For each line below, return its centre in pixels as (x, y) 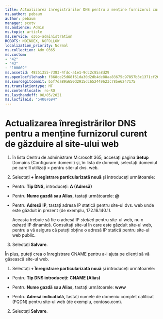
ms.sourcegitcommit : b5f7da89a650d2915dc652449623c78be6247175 (70, 81)
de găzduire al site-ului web (62, 144)
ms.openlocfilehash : (26, 77)
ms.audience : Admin (25, 28)
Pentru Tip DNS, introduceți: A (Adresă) (52, 186)
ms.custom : (16, 54)
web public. (24, 235)
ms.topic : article (24, 32)
